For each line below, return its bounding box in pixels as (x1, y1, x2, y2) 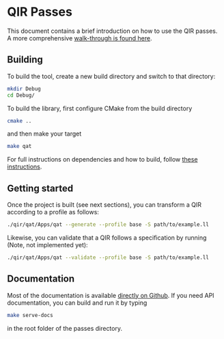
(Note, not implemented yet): (7, 240, 88, 249)
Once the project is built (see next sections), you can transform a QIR (7, 201, 202, 209)
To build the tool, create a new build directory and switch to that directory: (7, 72, 216, 80)
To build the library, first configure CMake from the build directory (7, 104, 193, 112)
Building (7, 54, 43, 66)
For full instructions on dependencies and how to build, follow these (7, 155, 198, 164)
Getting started (7, 182, 74, 194)
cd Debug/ (7, 92, 36, 99)
